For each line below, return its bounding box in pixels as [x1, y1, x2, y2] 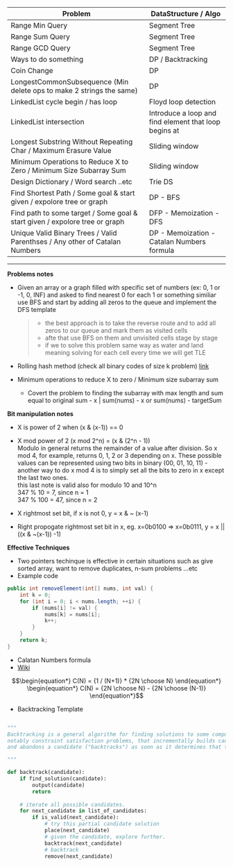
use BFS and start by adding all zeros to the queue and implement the [17, 298, 217, 306]
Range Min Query [10, 21, 68, 30]
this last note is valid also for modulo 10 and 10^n [17, 481, 157, 489]
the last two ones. [17, 474, 69, 481]
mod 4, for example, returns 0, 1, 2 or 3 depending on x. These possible [17, 452, 222, 459]
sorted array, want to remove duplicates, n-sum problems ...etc [17, 564, 198, 572]
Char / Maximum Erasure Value [10, 146, 112, 155]
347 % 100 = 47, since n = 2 [17, 496, 98, 504]
